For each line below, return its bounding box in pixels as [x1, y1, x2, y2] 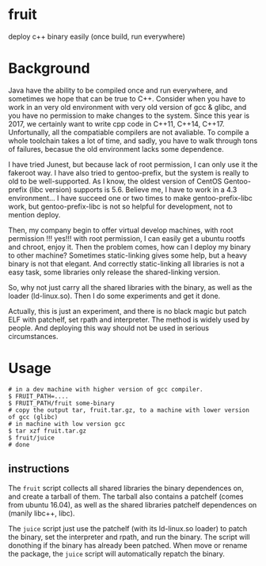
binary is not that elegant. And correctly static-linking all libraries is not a [8, 258, 245, 268]
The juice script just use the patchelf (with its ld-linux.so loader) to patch [8, 523, 248, 533]
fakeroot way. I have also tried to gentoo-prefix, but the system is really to [8, 168, 249, 177]
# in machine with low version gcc [8, 420, 126, 428]
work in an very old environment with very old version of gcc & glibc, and [8, 102, 247, 111]
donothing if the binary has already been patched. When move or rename [8, 540, 248, 550]
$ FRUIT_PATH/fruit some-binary [8, 399, 115, 407]
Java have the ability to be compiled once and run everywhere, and [8, 85, 228, 95]
